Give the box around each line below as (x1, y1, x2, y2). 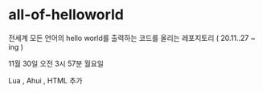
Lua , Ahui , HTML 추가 (8, 75, 83, 85)
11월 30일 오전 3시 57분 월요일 (8, 59, 105, 68)
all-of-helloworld (8, 6, 125, 24)
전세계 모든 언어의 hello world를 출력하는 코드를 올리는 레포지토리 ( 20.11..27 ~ (8, 33, 256, 42)
